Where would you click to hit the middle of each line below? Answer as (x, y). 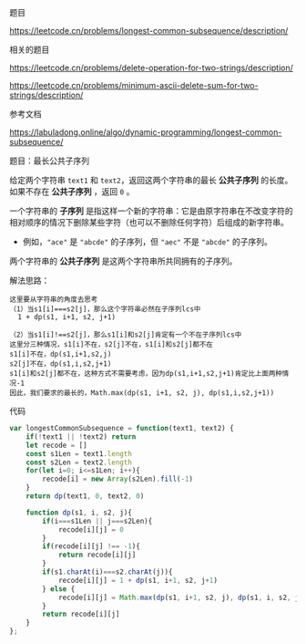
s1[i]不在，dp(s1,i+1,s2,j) (61, 354)
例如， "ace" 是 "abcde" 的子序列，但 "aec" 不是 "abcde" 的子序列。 (148, 242)
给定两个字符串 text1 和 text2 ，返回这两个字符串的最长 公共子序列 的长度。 (151, 180)
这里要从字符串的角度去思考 (54, 299)
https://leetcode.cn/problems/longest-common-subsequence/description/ (149, 31)
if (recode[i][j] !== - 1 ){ (92, 546)
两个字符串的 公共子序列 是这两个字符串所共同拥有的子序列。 (123, 261)
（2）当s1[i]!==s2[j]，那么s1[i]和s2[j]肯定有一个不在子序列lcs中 (126, 335)
